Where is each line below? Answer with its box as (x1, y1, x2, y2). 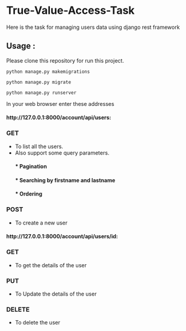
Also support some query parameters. (14, 149, 110, 156)
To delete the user (14, 319, 60, 326)
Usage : (6, 41, 36, 51)
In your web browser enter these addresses (6, 100, 114, 107)
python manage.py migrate (6, 79, 71, 85)
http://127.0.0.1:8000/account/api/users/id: (6, 233, 119, 240)
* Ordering (14, 190, 43, 197)
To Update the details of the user (14, 290, 97, 297)
